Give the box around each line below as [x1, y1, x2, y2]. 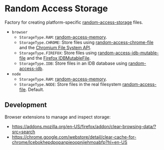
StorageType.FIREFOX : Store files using [19, 50, 97, 56]
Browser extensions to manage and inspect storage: [4, 114, 111, 120]
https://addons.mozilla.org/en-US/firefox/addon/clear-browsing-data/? [11, 123, 157, 129]
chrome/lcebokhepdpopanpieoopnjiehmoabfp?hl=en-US [11, 139, 127, 145]
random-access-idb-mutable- [97, 50, 159, 56]
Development [4, 101, 47, 109]
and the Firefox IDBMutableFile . [26, 55, 91, 61]
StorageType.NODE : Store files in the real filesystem [19, 81, 122, 87]
